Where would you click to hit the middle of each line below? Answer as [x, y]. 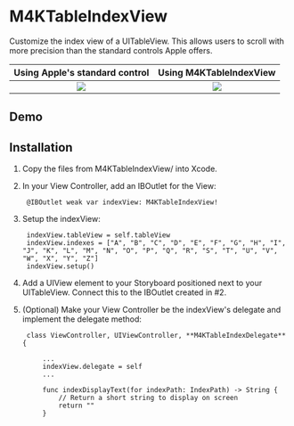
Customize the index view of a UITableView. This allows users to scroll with [147, 41]
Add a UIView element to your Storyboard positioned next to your [142, 283]
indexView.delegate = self [92, 367]
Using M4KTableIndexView [216, 72]
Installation [41, 147]
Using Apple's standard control [82, 72]
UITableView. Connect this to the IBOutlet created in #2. [124, 292]
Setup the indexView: [61, 219]
